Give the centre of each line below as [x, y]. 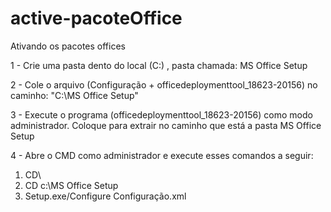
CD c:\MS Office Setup [71, 185]
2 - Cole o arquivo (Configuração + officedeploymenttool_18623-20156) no [164, 84]
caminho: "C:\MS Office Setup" [74, 95]
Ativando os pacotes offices [68, 46]
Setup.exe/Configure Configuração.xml [105, 196]
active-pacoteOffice [96, 18]
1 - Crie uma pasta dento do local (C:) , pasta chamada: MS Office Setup [159, 65]
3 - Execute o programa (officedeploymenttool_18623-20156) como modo [161, 114]
